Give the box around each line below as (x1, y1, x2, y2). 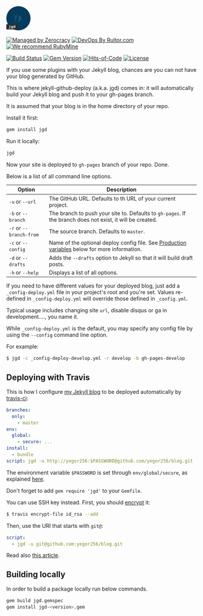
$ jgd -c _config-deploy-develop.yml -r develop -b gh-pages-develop (6, 356, 185, 362)
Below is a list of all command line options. (6, 172, 112, 180)
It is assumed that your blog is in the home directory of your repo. (6, 103, 170, 109)
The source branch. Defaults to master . (48, 228, 145, 235)
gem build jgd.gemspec (6, 598, 63, 604)
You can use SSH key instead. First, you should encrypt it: (6, 498, 150, 506)
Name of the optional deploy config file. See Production (48, 239, 187, 246)
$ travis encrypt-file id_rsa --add (6, 511, 98, 517)
